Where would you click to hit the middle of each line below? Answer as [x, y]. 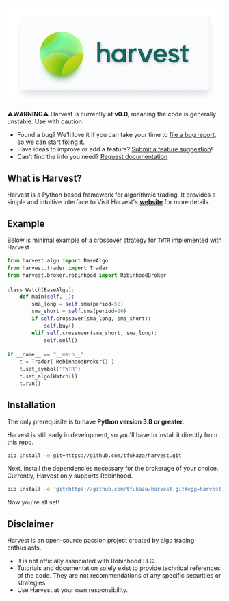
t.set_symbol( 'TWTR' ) [50, 369]
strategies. [32, 583]
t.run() [30, 383]
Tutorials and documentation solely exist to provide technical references [119, 568]
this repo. [21, 442]
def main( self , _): [47, 297]
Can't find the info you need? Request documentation [92, 157]
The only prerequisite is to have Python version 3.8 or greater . [96, 421]
